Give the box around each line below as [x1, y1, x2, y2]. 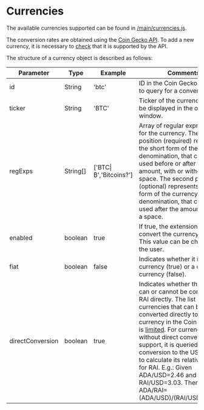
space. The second [138, 174, 194, 183]
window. [138, 111, 163, 119]
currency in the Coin [138, 317, 197, 326]
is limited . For [138, 325, 177, 334]
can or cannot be [138, 287, 188, 295]
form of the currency [138, 189, 199, 198]
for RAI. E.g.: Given [138, 363, 192, 371]
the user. [138, 244, 165, 253]
